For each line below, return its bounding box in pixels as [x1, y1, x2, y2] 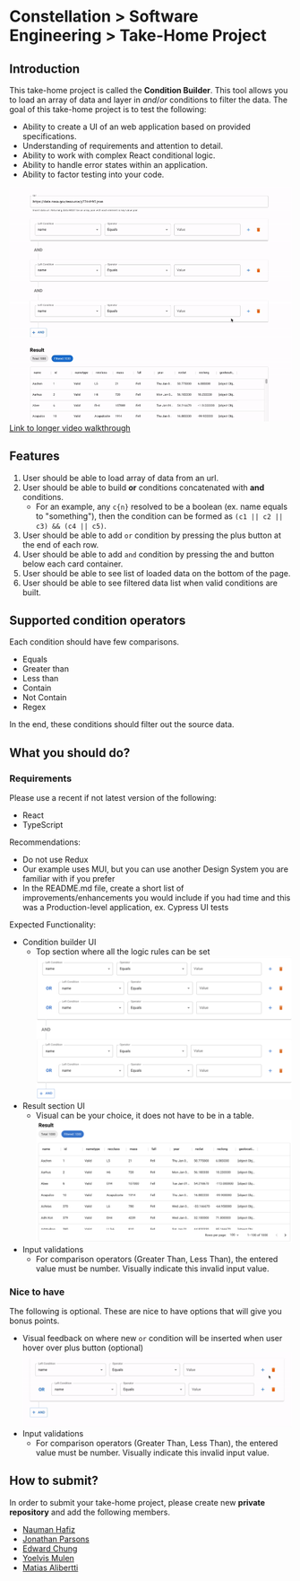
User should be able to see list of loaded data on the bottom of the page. [21, 567, 291, 578]
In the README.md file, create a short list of [21, 883, 184, 894]
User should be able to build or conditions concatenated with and [21, 482, 265, 493]
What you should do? [9, 745, 131, 760]
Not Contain [21, 692, 67, 703]
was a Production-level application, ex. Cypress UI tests [21, 902, 229, 913]
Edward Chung [21, 1542, 78, 1554]
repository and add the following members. [9, 1506, 171, 1517]
